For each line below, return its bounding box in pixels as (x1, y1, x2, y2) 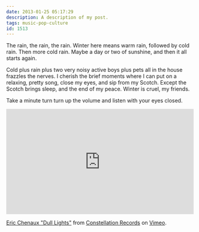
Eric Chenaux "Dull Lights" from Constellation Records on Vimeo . (6, 219, 167, 227)
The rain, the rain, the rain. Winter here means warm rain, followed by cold (6, 42, 190, 49)
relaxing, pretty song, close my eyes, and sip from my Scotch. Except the (6, 79, 187, 86)
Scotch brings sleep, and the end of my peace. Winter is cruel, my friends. (6, 85, 190, 93)
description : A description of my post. (6, 14, 109, 20)
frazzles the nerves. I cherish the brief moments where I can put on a (6, 73, 177, 80)
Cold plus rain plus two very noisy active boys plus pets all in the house (6, 67, 183, 74)
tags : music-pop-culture (6, 20, 68, 26)
